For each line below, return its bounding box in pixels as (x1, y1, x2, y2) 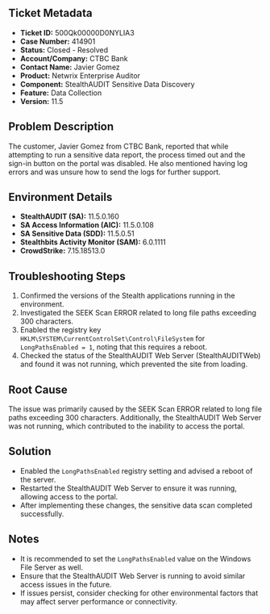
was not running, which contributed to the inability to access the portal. (8, 421, 246, 431)
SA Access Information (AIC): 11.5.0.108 (19, 220, 155, 230)
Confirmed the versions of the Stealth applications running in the (19, 290, 235, 301)
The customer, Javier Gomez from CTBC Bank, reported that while (8, 141, 229, 151)
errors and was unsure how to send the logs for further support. (8, 167, 221, 177)
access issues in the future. (19, 579, 112, 589)
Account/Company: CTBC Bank (19, 53, 128, 63)
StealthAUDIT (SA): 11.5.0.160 (19, 211, 119, 221)
